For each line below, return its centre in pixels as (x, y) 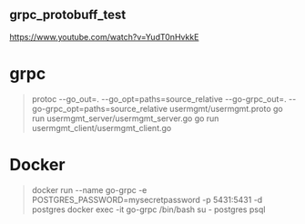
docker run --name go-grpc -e (89, 189)
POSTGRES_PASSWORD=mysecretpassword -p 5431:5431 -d (147, 199)
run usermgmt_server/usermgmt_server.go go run (125, 118)
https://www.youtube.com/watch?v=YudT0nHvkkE (104, 36)
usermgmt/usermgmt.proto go (227, 108)
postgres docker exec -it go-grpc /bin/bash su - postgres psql (148, 209)
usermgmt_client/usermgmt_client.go (102, 127)
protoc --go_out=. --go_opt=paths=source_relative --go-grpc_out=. (159, 98)
